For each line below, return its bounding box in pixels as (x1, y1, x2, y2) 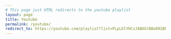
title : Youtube (5, 17, 38, 22)
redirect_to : (5, 26, 33, 31)
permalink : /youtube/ (5, 21, 51, 27)
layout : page (5, 12, 33, 17)
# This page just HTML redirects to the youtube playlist (5, 7, 131, 13)
